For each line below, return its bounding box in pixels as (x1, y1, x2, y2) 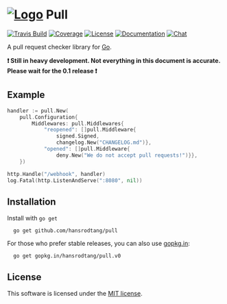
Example (7, 89, 45, 101)
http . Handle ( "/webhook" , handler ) (7, 170, 106, 177)
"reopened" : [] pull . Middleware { (43, 127, 136, 134)
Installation (7, 196, 56, 207)
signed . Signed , (56, 133, 99, 140)
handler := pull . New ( (7, 107, 69, 114)
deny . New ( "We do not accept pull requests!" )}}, (56, 151, 198, 159)
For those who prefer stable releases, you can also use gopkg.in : (7, 240, 191, 248)
